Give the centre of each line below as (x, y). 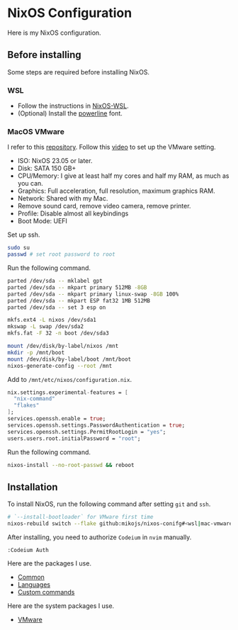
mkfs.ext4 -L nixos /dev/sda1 (52, 320)
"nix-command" (34, 399)
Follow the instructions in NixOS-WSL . (73, 106)
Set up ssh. (24, 235)
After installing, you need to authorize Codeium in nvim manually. (100, 537)
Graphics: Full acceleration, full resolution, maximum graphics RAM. (117, 191)
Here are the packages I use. (50, 563)
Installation (33, 487)
